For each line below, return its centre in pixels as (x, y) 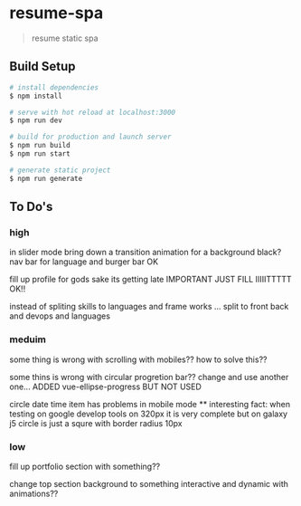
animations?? (34, 493)
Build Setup (42, 67)
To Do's (31, 207)
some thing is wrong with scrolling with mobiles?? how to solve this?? (138, 359)
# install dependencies (54, 87)
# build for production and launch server (90, 137)
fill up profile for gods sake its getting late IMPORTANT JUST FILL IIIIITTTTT (150, 280)
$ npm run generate (46, 178)
